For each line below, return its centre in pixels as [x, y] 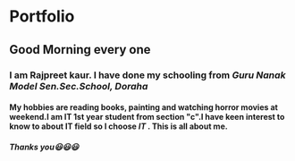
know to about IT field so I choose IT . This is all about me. [118, 126]
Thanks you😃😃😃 [44, 147]
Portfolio [42, 17]
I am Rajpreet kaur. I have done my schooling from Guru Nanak [147, 75]
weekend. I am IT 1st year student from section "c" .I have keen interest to [147, 117]
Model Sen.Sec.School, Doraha [79, 86]
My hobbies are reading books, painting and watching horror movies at [144, 107]
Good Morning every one [80, 50]
